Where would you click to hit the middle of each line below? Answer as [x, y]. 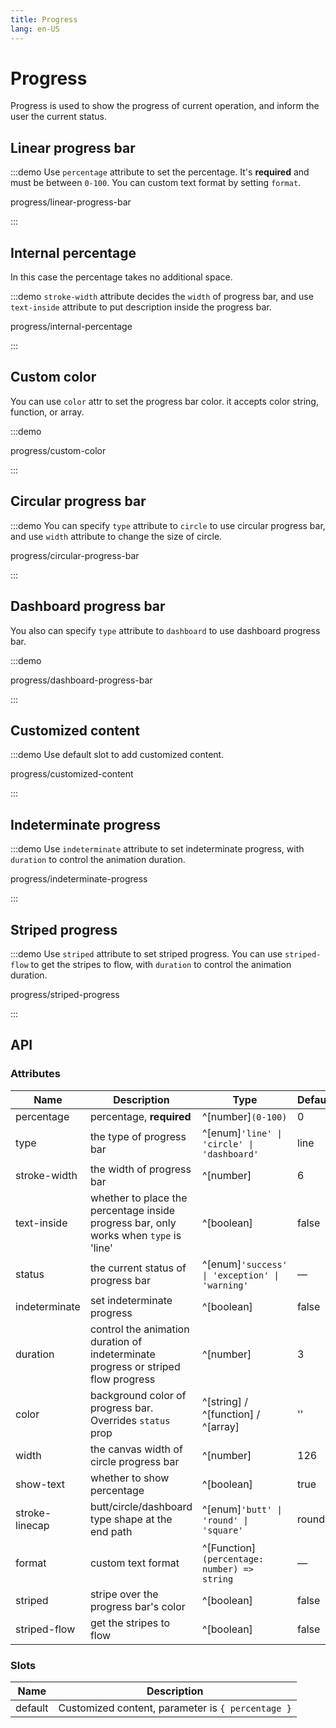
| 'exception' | [241, 1275]
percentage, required [140, 1116]
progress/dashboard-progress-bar [81, 680]
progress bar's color [137, 1606]
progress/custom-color [58, 450]
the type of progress [138, 1136]
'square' [223, 1530]
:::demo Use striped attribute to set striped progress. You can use [146, 953]
